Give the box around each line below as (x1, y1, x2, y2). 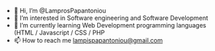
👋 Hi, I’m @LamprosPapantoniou (13, 7, 106, 14)
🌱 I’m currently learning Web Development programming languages (13, 21, 207, 29)
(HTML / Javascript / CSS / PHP (13, 28, 105, 37)
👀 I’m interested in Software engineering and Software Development (13, 14, 209, 22)
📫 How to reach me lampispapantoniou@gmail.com (13, 37, 163, 44)
